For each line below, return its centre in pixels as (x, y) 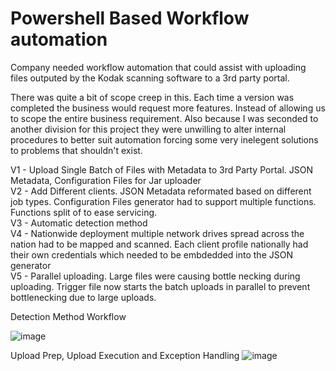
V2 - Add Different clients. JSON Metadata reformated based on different (161, 191)
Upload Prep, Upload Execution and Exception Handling (125, 355)
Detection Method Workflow (68, 316)
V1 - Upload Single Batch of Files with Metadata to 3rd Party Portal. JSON (162, 169)
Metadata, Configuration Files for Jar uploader (106, 180)
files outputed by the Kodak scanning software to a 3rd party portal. (150, 78)
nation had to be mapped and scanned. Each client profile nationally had (159, 244)
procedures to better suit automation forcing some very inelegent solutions (164, 139)
